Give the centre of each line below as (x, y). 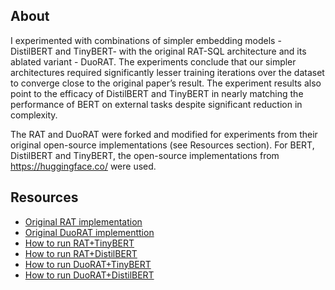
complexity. (34, 115)
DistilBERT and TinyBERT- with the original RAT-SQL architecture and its (158, 51)
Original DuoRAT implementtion (89, 232)
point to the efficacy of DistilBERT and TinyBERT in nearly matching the (157, 93)
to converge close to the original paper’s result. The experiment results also (166, 83)
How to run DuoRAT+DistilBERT (89, 275)
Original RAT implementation (83, 221)
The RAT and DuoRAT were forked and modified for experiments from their (164, 134)
